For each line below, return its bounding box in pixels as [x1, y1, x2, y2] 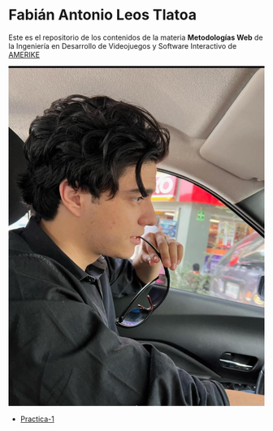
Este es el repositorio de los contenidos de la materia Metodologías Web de [8, 32, 263, 42]
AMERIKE [8, 50, 41, 59]
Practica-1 [19, 414, 54, 424]
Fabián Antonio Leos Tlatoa [8, 6, 197, 24]
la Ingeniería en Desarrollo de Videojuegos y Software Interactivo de [8, 41, 237, 50]
